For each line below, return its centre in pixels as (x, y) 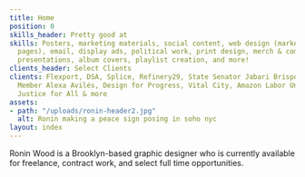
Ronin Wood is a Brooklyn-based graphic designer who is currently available (152, 153)
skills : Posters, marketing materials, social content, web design (140, 43)
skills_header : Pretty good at (69, 34)
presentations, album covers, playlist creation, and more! (133, 60)
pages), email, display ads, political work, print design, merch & (150, 52)
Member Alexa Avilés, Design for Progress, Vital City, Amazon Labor (152, 85)
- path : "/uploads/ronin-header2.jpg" (83, 111)
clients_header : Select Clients (70, 69)
